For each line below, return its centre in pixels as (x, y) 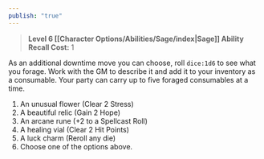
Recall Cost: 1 (51, 47)
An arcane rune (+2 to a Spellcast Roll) (84, 120)
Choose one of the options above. (76, 146)
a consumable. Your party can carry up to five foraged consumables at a (128, 79)
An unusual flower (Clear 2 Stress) (77, 104)
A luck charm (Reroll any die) (68, 138)
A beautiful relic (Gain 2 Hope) (70, 112)
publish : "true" (35, 16)
